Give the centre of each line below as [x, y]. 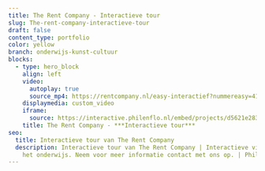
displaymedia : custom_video [68, 103]
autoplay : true [54, 89]
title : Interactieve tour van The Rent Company [95, 140]
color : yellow [32, 45]
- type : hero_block [47, 67]
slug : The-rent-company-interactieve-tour [79, 23]
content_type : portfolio [49, 37]
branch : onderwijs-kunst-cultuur [63, 52]
